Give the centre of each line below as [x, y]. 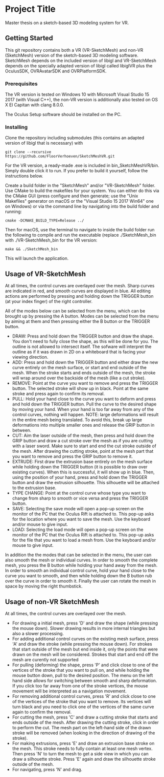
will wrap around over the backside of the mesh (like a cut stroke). [79, 378]
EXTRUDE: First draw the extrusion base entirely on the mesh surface [82, 462]
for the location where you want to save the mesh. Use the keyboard [81, 519]
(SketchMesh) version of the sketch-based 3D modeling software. [72, 55]
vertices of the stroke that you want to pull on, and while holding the [81, 670]
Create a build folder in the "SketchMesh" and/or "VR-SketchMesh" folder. [80, 186]
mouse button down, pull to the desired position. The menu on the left [82, 675]
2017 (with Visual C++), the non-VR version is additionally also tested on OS [82, 100]
